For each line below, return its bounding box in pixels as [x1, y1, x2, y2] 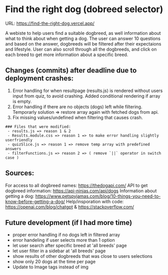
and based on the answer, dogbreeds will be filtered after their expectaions [5, 40, 161, 47]
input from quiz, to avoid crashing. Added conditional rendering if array [12, 93, 160, 99]
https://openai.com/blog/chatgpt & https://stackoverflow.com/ [5, 204, 135, 210]
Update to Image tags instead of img [12, 264, 89, 270]
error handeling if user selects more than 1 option [12, 237, 115, 243]
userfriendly [5, 137, 33, 143]
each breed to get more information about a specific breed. [5, 52, 129, 58]
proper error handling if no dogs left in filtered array [12, 232, 120, 238]
